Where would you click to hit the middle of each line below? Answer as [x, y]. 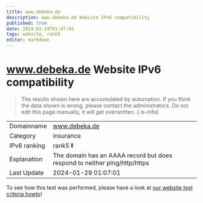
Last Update [27, 172]
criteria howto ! [24, 194]
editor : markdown [28, 40]
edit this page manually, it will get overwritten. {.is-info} [90, 111]
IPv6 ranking [27, 145]
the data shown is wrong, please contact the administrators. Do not [105, 105]
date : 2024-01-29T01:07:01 [40, 29]
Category [23, 136]
